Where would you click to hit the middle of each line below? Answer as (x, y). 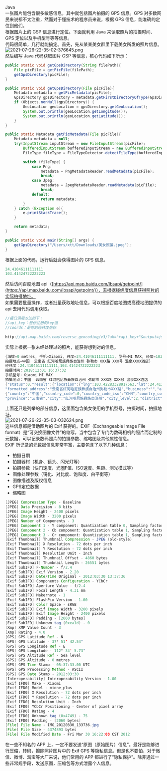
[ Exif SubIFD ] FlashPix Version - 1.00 (46, 600)
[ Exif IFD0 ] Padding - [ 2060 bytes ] (43, 721)
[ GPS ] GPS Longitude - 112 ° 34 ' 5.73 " (45, 651)
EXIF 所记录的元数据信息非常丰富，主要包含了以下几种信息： (67, 445)
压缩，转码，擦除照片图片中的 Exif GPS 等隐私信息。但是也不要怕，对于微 (85, 751)
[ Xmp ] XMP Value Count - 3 (33, 628)
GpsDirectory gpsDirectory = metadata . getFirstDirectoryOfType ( (82, 98)
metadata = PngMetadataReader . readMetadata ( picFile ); (97, 171)
